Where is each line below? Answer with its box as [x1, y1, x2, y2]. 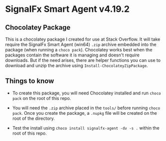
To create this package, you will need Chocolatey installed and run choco [12, 90, 161, 96]
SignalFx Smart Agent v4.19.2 [5, 3, 130, 15]
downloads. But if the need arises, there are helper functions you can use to [5, 57, 161, 63]
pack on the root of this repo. [12, 95, 71, 101]
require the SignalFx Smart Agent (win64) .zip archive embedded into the [5, 42, 157, 47]
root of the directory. [12, 115, 55, 121]
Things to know [5, 77, 54, 85]
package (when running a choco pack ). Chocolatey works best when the [5, 47, 153, 52]
